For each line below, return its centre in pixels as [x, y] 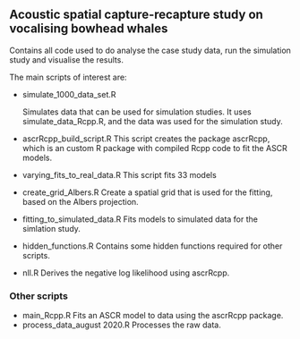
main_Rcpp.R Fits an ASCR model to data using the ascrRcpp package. [153, 316]
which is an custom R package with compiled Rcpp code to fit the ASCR [155, 148]
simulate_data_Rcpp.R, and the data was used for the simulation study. [153, 121]
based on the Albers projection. [80, 201]
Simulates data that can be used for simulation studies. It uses [137, 112]
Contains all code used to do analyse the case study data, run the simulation [150, 50]
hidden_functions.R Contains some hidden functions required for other [152, 246]
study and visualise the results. [66, 59]
